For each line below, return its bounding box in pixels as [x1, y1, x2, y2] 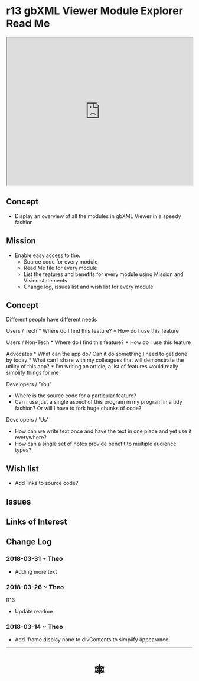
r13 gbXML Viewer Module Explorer [6, 4, 183, 18]
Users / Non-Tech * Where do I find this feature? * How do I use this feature [6, 339, 191, 346]
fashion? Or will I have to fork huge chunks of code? [14, 404, 142, 412]
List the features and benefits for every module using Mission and [23, 271, 184, 278]
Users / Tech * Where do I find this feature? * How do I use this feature [6, 327, 179, 335]
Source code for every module [23, 258, 98, 265]
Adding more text [14, 568, 57, 575]
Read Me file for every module [23, 264, 97, 271]
